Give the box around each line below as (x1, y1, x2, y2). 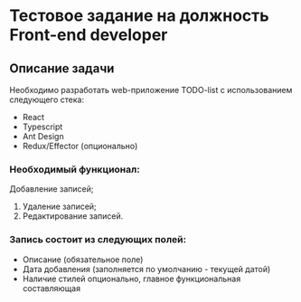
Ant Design (22, 131, 65, 141)
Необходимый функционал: (9, 163, 140, 175)
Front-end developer (9, 24, 168, 45)
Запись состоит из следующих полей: (9, 233, 187, 246)
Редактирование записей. (22, 211, 124, 222)
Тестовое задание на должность (9, 5, 269, 26)
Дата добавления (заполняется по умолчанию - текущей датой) (22, 263, 271, 274)
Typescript (22, 121, 63, 132)
